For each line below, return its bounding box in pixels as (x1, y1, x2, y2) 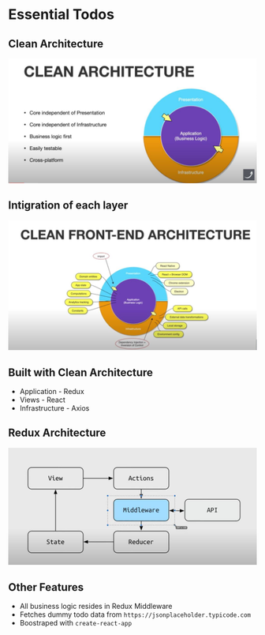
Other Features (8, 581, 84, 594)
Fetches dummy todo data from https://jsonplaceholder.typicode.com (19, 610, 252, 619)
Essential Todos (8, 6, 114, 24)
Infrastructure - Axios (19, 403, 90, 412)
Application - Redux (19, 386, 84, 396)
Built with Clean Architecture (8, 366, 154, 379)
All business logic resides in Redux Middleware (19, 602, 173, 611)
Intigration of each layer (8, 199, 129, 212)
